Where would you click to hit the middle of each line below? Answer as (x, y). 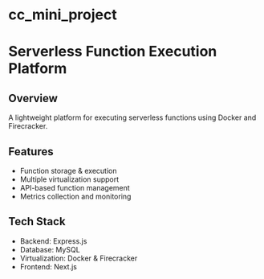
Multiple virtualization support (69, 179)
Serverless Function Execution (113, 52)
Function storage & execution (68, 171)
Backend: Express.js (53, 241)
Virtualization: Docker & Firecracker (79, 258)
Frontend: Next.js (49, 266)
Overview (33, 98)
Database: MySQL (50, 249)
